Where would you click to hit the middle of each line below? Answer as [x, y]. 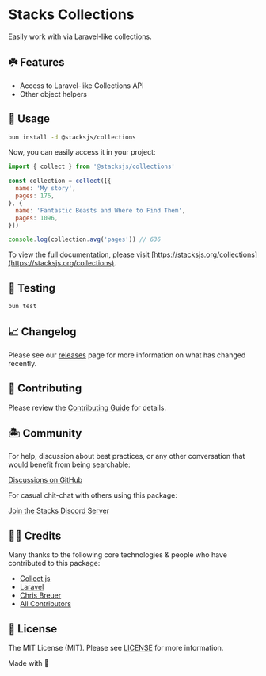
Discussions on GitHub [46, 480]
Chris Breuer [40, 595]
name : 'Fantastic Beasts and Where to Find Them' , [101, 210]
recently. [23, 363]
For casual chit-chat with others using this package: [93, 495]
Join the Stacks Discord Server [59, 511]
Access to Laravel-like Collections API [82, 86]
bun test [23, 307]
